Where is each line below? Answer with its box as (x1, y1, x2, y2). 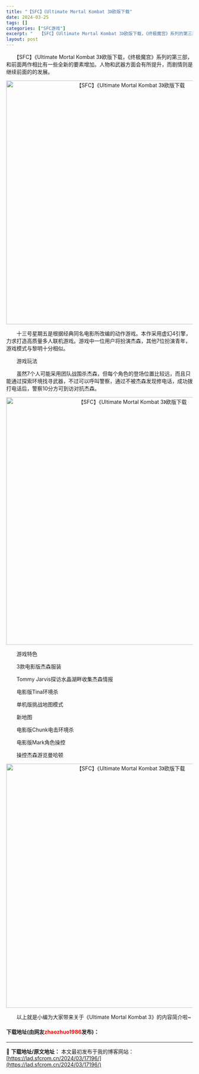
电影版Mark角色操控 (16, 739, 66, 746)
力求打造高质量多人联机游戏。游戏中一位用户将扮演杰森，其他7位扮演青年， (6, 337, 191, 344)
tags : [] (6, 20, 28, 26)
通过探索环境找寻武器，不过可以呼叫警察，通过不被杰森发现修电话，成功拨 (11, 378, 193, 384)
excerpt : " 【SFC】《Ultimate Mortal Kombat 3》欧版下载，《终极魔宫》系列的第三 (6, 31, 192, 37)
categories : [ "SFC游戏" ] (6, 25, 66, 32)
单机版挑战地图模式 (16, 701, 63, 708)
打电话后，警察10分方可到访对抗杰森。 (6, 385, 100, 392)
